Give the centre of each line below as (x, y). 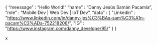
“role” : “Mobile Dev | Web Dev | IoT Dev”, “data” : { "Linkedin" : (70, 12)
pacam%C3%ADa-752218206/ (37, 23)
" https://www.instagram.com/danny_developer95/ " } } (61, 28)
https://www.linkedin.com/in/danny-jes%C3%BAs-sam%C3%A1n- (76, 18)
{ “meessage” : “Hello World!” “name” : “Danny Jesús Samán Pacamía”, (79, 7)
